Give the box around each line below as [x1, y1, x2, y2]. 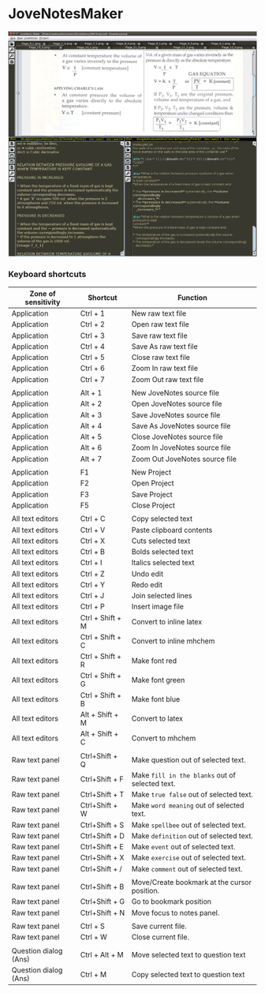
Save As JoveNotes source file [131, 421, 231, 430]
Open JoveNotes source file [131, 399, 222, 409]
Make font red [131, 656, 177, 665]
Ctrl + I [80, 558, 103, 568]
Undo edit [131, 569, 164, 579]
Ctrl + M [80, 969, 107, 979]
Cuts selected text [131, 536, 191, 545]
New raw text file [131, 309, 187, 318]
